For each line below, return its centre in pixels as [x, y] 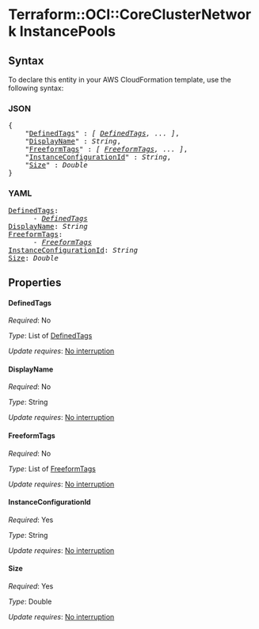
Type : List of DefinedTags [50, 336]
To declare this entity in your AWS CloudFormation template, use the [120, 80]
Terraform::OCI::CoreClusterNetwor [130, 15]
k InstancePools [62, 31]
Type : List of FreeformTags [52, 468]
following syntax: [36, 88]
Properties [35, 282]
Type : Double [30, 601]
